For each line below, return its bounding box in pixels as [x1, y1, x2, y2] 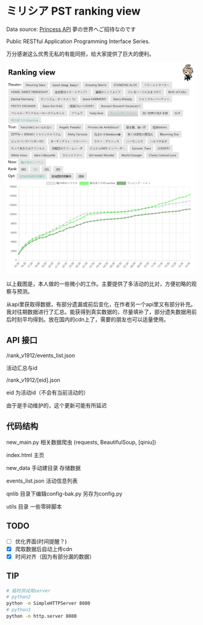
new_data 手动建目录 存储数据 [6, 464, 81, 472]
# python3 [6, 607, 31, 613]
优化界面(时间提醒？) [14, 538, 67, 545]
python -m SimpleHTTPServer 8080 [6, 600, 91, 607]
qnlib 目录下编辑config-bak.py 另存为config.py [6, 490, 123, 497]
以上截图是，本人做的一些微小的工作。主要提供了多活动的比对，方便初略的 [6, 280, 192, 287]
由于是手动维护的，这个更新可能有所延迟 [6, 401, 107, 409]
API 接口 [6, 335, 38, 346]
